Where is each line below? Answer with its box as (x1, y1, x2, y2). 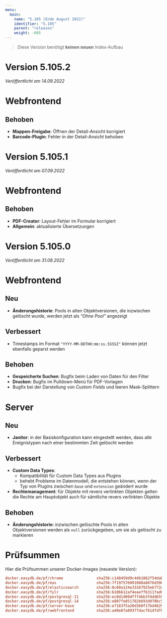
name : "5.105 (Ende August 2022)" (14, 16, 85, 21)
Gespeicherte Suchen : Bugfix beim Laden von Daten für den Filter (12, 373, 149, 379)
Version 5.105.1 (5, 151, 69, 162)
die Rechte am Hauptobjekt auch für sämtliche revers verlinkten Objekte (12, 494, 160, 500)
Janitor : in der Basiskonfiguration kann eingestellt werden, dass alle (12, 434, 152, 441)
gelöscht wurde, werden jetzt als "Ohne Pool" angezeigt (12, 313, 128, 319)
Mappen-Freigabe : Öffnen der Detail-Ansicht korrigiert (12, 128, 126, 134)
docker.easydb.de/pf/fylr (5, 590, 59, 595)
